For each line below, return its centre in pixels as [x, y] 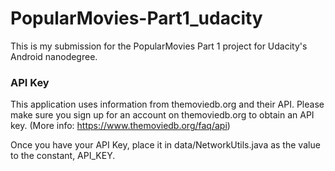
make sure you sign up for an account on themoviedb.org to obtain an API [162, 115]
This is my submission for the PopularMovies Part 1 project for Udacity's [159, 46]
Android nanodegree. [54, 56]
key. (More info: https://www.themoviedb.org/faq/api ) [120, 126]
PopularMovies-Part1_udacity [136, 18]
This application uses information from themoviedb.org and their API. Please [167, 104]
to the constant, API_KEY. [63, 156]
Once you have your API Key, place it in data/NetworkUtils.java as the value [165, 145]
